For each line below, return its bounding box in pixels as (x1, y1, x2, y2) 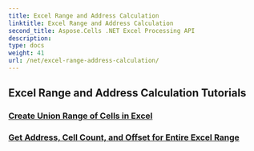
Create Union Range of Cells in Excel (8, 110, 153, 121)
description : (8, 34, 52, 43)
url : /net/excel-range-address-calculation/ (8, 57, 159, 65)
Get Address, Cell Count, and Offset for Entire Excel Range (8, 132, 240, 143)
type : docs (8, 42, 45, 50)
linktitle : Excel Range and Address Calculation (8, 19, 174, 27)
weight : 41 (8, 49, 45, 57)
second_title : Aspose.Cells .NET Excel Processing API (8, 27, 196, 35)
